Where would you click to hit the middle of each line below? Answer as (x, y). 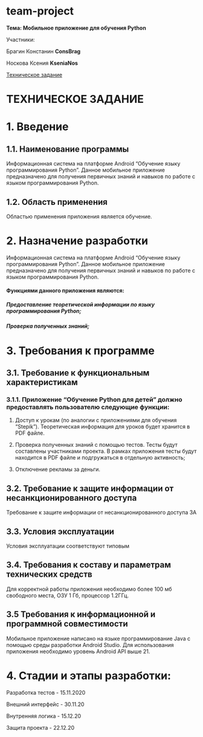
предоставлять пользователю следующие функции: (88, 407)
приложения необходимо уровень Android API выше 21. (78, 651)
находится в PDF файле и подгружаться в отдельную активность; (100, 458)
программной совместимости (67, 624)
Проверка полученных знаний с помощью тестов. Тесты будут (96, 445)
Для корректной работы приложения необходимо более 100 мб (89, 589)
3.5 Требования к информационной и (81, 615)
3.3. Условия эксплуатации (60, 531)
